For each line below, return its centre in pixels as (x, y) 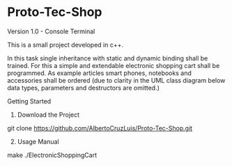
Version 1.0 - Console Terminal (51, 31)
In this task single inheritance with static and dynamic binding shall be (108, 58)
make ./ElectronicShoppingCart (52, 155)
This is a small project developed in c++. (65, 44)
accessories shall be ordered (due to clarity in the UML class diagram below (116, 80)
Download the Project (48, 115)
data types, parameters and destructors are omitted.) (84, 88)
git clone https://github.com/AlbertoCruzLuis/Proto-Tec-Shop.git (100, 128)
